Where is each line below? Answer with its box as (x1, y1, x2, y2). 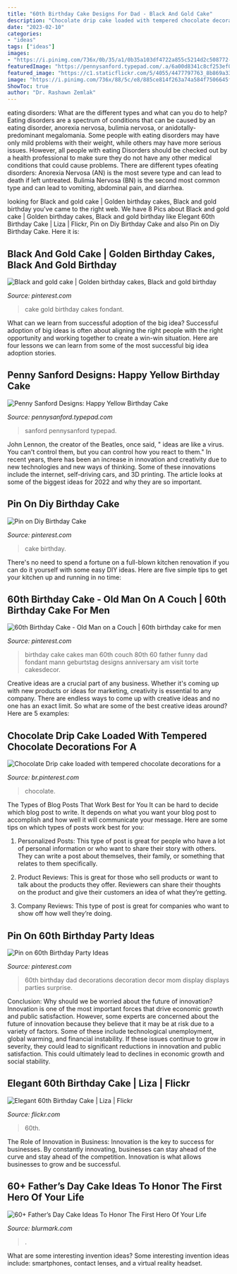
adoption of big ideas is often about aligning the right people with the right (7, 326, 224, 334)
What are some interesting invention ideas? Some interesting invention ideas (7, 1251, 229, 1260)
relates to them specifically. (17, 859, 98, 868)
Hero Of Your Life (7, 1191, 85, 1203)
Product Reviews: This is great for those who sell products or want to (17, 873, 219, 882)
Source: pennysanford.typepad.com (7, 413, 113, 421)
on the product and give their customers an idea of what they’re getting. (17, 888, 227, 897)
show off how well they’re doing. (17, 909, 113, 918)
